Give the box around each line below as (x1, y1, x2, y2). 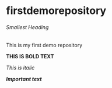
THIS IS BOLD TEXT (6, 53, 54, 60)
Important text (6, 76, 42, 83)
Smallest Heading (6, 23, 49, 30)
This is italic (6, 64, 35, 71)
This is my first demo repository (6, 42, 83, 49)
